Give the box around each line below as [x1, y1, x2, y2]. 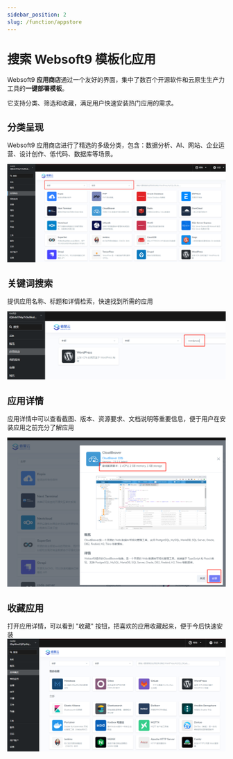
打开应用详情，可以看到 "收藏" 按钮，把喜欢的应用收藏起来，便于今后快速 [7, 622, 217, 631]
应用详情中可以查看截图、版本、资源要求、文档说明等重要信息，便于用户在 [7, 415, 220, 423]
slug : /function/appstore [7, 18, 82, 26]
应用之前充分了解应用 [12, 423, 74, 432]
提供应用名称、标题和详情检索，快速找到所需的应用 [7, 297, 153, 305]
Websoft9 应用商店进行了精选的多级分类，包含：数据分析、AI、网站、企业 [7, 141, 218, 149]
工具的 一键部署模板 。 [7, 84, 68, 93]
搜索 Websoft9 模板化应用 [7, 51, 156, 67]
